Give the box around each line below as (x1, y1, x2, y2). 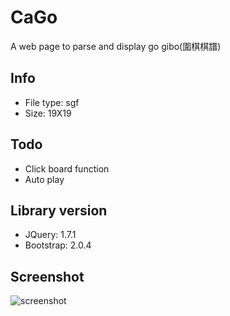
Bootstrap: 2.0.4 (24, 239, 92, 251)
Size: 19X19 (24, 107, 72, 119)
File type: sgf (24, 96, 80, 108)
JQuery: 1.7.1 (24, 229, 77, 241)
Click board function (24, 162, 110, 175)
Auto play (24, 173, 65, 185)
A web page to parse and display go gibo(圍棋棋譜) (10, 40, 222, 52)
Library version (10, 202, 108, 219)
